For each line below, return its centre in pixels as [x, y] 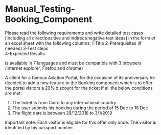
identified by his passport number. [40, 127]
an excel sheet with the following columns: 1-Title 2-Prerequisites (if [73, 43]
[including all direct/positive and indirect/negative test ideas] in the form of [80, 38]
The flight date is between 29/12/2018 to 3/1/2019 [62, 113]
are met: [13, 93]
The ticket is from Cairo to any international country [64, 102]
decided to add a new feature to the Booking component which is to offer [79, 83]
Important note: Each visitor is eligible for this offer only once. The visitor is [81, 122]
